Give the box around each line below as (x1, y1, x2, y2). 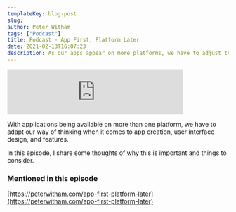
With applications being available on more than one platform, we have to (7, 120, 216, 128)
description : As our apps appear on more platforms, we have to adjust (7, 50, 221, 57)
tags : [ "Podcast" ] (7, 30, 61, 37)
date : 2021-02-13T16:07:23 (7, 43, 86, 50)
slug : (7, 17, 23, 24)
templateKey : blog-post (7, 10, 77, 18)
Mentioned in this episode (7, 173, 98, 183)
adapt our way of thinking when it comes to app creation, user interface (7, 127, 215, 136)
